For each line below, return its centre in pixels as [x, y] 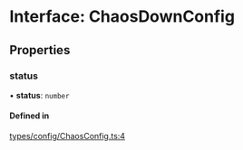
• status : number [39, 95]
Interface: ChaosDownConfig [122, 17]
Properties [40, 50]
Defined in [29, 116]
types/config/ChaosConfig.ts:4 [67, 136]
